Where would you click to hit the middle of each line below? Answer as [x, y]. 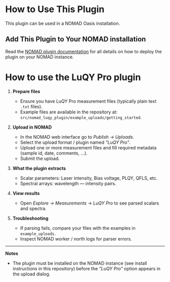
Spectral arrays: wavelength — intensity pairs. [68, 183]
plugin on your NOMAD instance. [40, 57]
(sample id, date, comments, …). [54, 153]
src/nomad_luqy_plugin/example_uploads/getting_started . [81, 117]
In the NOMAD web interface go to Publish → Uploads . [77, 137]
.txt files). [31, 106]
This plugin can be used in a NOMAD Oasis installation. [63, 23]
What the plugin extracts [39, 168]
